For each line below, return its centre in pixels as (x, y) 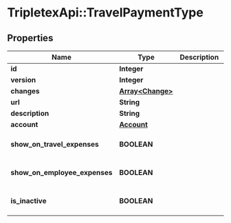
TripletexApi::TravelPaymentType (106, 13)
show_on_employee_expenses (62, 173)
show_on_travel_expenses (55, 144)
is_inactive (29, 201)
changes (25, 91)
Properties (30, 38)
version (23, 80)
